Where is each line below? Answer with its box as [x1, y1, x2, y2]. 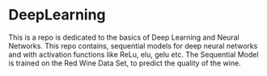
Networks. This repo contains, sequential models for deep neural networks [8, 40, 258, 50]
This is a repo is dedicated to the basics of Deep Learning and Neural [8, 32, 240, 42]
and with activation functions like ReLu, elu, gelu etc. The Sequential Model [8, 49, 259, 59]
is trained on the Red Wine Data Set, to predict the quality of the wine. [8, 58, 241, 68]
